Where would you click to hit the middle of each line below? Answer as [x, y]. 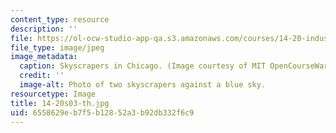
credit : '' [42, 76]
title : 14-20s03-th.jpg [60, 103]
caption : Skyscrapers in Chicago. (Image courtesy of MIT [143, 66]
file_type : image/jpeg [57, 47]
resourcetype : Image [53, 94]
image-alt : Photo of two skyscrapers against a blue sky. [143, 85]
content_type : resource [60, 19]
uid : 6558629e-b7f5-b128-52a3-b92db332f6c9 [102, 112]
